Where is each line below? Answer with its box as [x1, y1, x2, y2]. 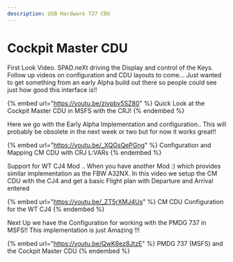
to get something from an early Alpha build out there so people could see [7, 78, 217, 86]
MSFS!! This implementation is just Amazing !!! [7, 226, 140, 234]
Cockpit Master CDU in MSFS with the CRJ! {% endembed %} [7, 106, 185, 115]
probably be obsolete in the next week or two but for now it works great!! [7, 127, 217, 136]
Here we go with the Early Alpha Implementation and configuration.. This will [7, 120, 227, 128]
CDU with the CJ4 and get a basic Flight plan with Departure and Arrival [7, 176, 214, 185]
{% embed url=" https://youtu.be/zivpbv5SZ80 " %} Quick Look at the [7, 99, 205, 107]
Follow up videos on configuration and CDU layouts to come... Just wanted [7, 70, 222, 79]
